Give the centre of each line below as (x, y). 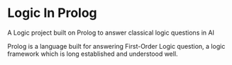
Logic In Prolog (52, 13)
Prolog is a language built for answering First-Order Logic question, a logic (116, 46)
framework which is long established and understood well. (93, 54)
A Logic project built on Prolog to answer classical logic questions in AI (111, 32)
